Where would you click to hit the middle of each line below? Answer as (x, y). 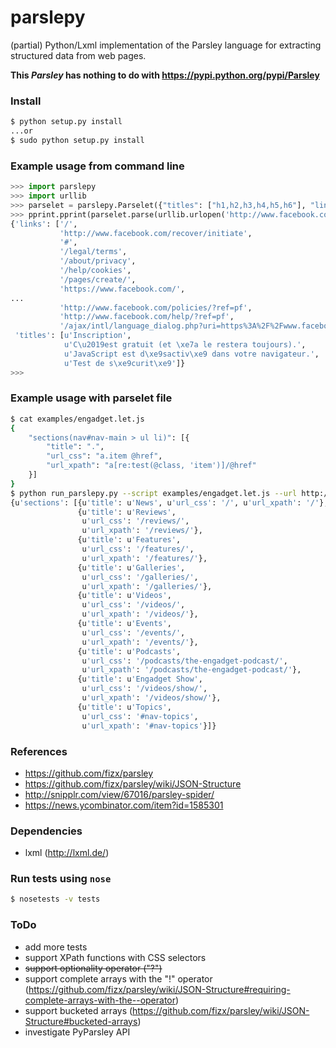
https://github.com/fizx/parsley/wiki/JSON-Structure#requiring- (159, 989)
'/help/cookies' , (95, 271)
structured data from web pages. (78, 55)
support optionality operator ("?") (93, 968)
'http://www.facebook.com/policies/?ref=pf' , (156, 307)
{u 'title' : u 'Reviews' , (127, 512)
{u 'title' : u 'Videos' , (124, 596)
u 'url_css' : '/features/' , (138, 549)
